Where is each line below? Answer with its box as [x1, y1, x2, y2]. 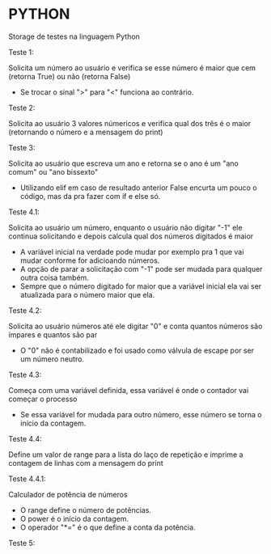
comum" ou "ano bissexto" [8, 167, 99, 176]
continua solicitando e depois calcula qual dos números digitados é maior [8, 231, 254, 241]
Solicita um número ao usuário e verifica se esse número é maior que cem [8, 62, 256, 73]
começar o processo [8, 394, 78, 404]
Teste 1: [8, 47, 34, 57]
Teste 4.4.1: [8, 474, 46, 484]
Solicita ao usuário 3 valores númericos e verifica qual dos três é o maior [8, 118, 252, 128]
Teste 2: [8, 103, 36, 112]
